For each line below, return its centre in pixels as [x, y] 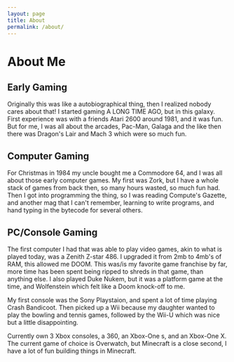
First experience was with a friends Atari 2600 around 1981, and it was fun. [115, 119]
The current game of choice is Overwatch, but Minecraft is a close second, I [117, 343]
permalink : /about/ [36, 27]
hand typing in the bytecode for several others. [75, 210]
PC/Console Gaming [53, 232]
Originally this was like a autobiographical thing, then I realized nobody [109, 104]
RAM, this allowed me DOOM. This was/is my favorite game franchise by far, [117, 264]
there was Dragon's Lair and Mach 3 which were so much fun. [97, 134]
